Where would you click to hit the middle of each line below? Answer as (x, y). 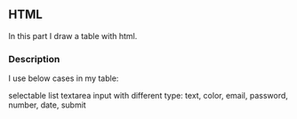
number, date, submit (47, 105)
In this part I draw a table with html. (73, 36)
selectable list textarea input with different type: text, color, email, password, (148, 96)
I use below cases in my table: (64, 78)
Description (34, 59)
